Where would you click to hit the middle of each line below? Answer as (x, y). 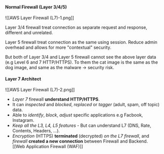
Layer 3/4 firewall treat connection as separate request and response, (76, 28)
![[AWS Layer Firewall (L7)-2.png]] (40, 90)
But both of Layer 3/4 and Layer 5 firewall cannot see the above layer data (81, 57)
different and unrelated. (29, 33)
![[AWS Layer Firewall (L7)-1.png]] (40, 18)
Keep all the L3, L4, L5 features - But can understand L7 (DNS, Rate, (82, 125)
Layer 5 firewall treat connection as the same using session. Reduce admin (81, 42)
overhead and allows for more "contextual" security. (58, 47)
